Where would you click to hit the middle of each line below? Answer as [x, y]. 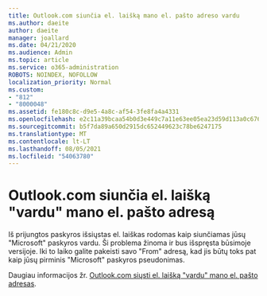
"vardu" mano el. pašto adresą [112, 212]
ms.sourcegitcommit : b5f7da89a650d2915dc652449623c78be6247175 [115, 127]
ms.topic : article [39, 60]
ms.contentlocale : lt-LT [49, 141]
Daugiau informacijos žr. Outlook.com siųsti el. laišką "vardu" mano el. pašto [133, 275]
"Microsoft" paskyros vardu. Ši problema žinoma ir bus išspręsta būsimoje [130, 243]
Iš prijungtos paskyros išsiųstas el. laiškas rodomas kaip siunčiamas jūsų [127, 235]
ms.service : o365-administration [64, 68]
